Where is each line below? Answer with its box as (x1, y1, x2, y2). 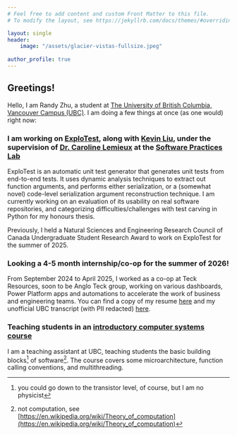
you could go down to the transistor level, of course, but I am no (17, 383, 204, 392)
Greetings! (7, 82, 55, 94)
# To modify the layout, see (7, 17, 93, 24)
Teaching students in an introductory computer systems (7, 322, 205, 332)
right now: (7, 116, 37, 124)
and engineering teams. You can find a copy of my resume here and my (7, 297, 216, 306)
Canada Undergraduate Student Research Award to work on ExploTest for (7, 233, 221, 242)
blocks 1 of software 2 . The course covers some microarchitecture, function (7, 354, 224, 364)
